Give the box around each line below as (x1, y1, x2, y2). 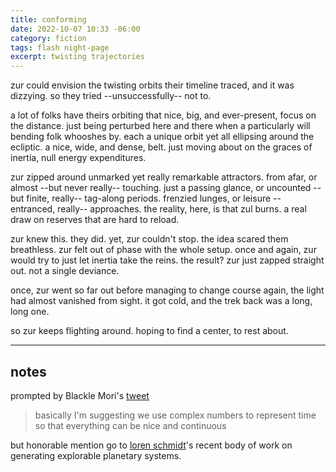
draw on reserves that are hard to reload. (10, 214, 180, 226)
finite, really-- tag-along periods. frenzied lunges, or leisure (26, 192, 272, 205)
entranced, (10, 203, 56, 215)
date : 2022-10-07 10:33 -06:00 (10, 24, 141, 34)
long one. (10, 306, 50, 318)
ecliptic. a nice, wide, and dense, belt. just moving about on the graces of (10, 141, 313, 153)
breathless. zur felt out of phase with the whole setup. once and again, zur (10, 244, 317, 256)
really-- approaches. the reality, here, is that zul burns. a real (57, 203, 307, 215)
